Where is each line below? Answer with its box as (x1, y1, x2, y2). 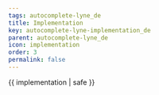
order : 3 (8, 48, 37, 56)
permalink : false (8, 56, 66, 64)
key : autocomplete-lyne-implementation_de (8, 26, 151, 34)
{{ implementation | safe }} (8, 77, 95, 87)
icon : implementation (8, 41, 80, 49)
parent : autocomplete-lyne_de (8, 33, 109, 42)
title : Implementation (8, 19, 83, 27)
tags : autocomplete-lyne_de (8, 11, 102, 20)
